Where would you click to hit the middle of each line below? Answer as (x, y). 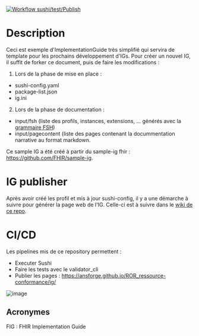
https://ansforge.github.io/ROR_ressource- (114, 275)
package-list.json (36, 92)
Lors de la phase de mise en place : (58, 74)
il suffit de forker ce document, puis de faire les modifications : (83, 62)
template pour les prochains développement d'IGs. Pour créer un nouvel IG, (99, 56)
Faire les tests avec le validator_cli (56, 269)
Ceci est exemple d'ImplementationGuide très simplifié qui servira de (91, 49)
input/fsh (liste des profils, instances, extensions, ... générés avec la (98, 121)
